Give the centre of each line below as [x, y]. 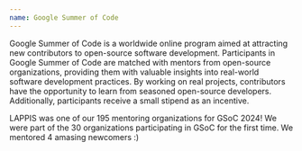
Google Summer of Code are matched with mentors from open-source [140, 62]
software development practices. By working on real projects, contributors [147, 81]
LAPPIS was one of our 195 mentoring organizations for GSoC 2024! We [143, 118]
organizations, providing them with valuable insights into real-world [134, 72]
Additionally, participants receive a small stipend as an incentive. [129, 101]
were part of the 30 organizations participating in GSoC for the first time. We [151, 128]
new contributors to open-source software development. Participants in [142, 53]
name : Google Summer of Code [64, 18]
